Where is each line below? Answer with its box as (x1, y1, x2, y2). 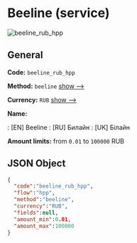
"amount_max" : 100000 (13, 222, 75, 229)
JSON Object (7, 158, 66, 170)
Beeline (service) (7, 5, 110, 21)
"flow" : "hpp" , (13, 190, 55, 197)
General (7, 49, 44, 61)
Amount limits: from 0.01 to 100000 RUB (7, 136, 124, 145)
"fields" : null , (13, 209, 59, 216)
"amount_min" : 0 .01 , (13, 215, 72, 223)
